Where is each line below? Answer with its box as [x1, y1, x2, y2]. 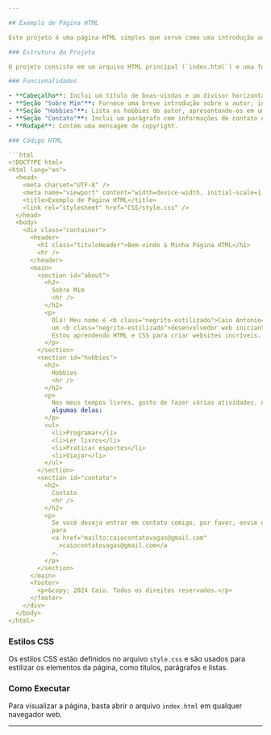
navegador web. [8, 710, 63, 720]
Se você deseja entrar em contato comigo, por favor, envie [51, 519, 258, 527]
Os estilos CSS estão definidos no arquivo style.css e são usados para [8, 653, 246, 663]
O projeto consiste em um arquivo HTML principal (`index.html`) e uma [8, 62, 254, 71]
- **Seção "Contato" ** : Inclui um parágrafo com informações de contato [8, 114, 258, 122]
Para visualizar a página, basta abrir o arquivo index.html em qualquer [8, 701, 243, 711]
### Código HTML [8, 136, 63, 145]
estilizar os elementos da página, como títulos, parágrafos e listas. [8, 662, 228, 672]
